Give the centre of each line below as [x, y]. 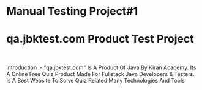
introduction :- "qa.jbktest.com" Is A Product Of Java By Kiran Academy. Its [101, 67]
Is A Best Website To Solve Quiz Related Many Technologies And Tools [95, 81]
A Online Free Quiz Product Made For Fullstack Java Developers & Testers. [100, 74]
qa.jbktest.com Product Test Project [100, 39]
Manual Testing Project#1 [72, 11]
